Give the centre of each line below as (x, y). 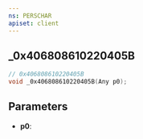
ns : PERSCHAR (30, 16)
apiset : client (34, 23)
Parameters (38, 106)
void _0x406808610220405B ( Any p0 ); (68, 82)
